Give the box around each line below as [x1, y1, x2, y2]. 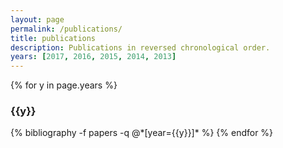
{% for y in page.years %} [10, 79, 118, 91]
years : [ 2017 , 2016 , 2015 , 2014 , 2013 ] [10, 52, 177, 62]
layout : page [10, 14, 65, 25]
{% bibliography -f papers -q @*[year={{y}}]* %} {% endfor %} [10, 127, 274, 139]
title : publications [10, 33, 97, 43]
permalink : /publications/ [10, 24, 123, 34]
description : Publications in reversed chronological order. [10, 42, 271, 53]
